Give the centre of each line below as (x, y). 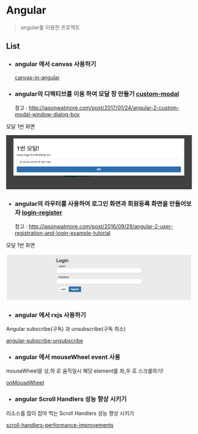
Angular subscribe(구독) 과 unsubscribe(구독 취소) (66, 329)
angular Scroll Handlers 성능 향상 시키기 (71, 399)
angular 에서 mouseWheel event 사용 (67, 357)
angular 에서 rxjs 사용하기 (50, 315)
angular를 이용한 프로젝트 (50, 27)
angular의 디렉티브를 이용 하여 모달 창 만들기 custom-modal (97, 94)
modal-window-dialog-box (47, 114)
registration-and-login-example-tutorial (62, 233)
